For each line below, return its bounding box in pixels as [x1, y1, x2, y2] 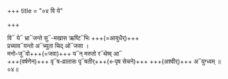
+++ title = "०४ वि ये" [7, 7, 63, 15]
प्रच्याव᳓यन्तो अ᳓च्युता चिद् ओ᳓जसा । [7, 42, 89, 50]
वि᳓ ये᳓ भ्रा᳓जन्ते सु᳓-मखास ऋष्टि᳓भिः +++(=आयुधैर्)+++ [7, 34, 140, 42]
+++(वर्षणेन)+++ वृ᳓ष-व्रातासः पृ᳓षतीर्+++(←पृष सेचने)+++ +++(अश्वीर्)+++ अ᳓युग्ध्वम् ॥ [7, 58, 221, 65]
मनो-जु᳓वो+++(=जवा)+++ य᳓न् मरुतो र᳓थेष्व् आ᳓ [7, 49, 123, 58]
